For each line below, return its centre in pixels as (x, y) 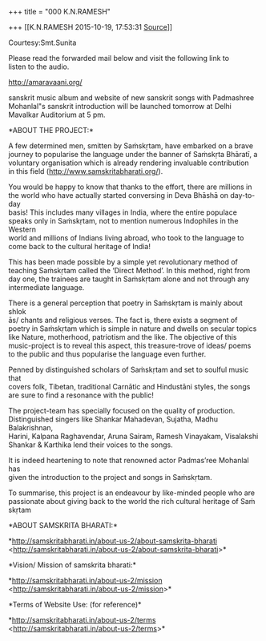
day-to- (243, 195)
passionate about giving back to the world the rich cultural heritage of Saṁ (132, 501)
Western (22, 229)
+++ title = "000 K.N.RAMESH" (59, 12)
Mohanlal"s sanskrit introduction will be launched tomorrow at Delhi (120, 106)
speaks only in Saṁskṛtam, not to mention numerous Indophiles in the (123, 221)
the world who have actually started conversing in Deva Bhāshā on (119, 195)
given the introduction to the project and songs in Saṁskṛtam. (110, 477)
